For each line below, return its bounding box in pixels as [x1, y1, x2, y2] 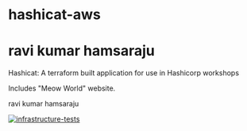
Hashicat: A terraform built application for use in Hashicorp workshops [8, 68, 240, 78]
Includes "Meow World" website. [8, 83, 116, 93]
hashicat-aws [8, 6, 102, 24]
